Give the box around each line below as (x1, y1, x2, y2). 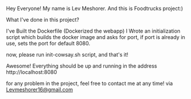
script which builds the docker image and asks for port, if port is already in (6, 34, 186, 40)
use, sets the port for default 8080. (6, 40, 91, 47)
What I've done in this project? (6, 16, 79, 23)
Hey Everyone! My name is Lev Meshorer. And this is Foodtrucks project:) (6, 5, 183, 12)
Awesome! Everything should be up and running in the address (6, 62, 158, 69)
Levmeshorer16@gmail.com (6, 86, 73, 93)
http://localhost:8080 (6, 69, 57, 75)
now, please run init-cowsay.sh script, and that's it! (6, 51, 129, 58)
